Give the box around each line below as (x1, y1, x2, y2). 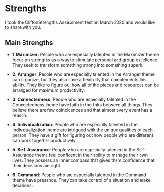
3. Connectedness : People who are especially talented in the (12, 96, 136, 102)
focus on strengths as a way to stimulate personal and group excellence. (12, 57, 159, 63)
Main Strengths (5, 39, 53, 47)
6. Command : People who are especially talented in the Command (12, 172, 146, 178)
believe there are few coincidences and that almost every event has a (12, 107, 153, 113)
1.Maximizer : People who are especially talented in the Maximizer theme (12, 51, 159, 57)
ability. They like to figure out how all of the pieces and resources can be (12, 82, 159, 88)
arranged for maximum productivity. (12, 87, 85, 93)
